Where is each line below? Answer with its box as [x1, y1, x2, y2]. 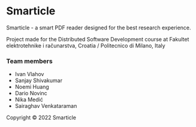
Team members [6, 57, 53, 65]
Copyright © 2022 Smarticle [6, 114, 77, 121]
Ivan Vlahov [14, 71, 44, 78]
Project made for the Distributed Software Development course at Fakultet [6, 35, 189, 43]
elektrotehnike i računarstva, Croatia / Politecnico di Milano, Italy [6, 42, 166, 49]
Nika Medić [14, 96, 43, 103]
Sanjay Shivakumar [14, 77, 63, 84]
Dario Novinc [14, 90, 48, 97]
